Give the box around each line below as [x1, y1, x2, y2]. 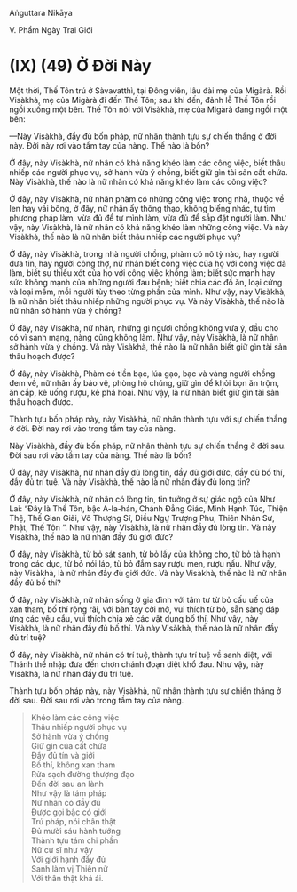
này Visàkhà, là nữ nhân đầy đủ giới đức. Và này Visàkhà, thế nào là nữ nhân [9, 567, 287, 578]
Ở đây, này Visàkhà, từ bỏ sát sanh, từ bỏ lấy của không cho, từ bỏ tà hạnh [9, 549, 281, 559]
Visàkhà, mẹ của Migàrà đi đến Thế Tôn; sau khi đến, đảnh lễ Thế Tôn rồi [9, 94, 277, 105]
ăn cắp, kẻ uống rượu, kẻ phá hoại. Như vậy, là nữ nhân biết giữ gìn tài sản [9, 387, 280, 398]
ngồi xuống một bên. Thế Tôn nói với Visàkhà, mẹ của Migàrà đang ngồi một [9, 104, 288, 115]
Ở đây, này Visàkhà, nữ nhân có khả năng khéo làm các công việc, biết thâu [9, 157, 286, 168]
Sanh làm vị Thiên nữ [30, 863, 108, 874]
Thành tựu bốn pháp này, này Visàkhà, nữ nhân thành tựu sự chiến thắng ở [9, 685, 282, 696]
